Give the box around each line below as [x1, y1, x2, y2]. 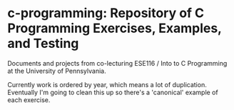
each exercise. [7, 95, 51, 104]
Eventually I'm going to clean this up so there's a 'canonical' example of [7, 88, 219, 96]
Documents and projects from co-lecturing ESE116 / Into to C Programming [7, 59, 228, 67]
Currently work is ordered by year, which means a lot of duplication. [7, 80, 207, 89]
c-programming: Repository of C [7, 5, 205, 21]
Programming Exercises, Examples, [7, 20, 222, 36]
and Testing [7, 36, 79, 51]
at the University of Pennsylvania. [7, 66, 106, 75]
